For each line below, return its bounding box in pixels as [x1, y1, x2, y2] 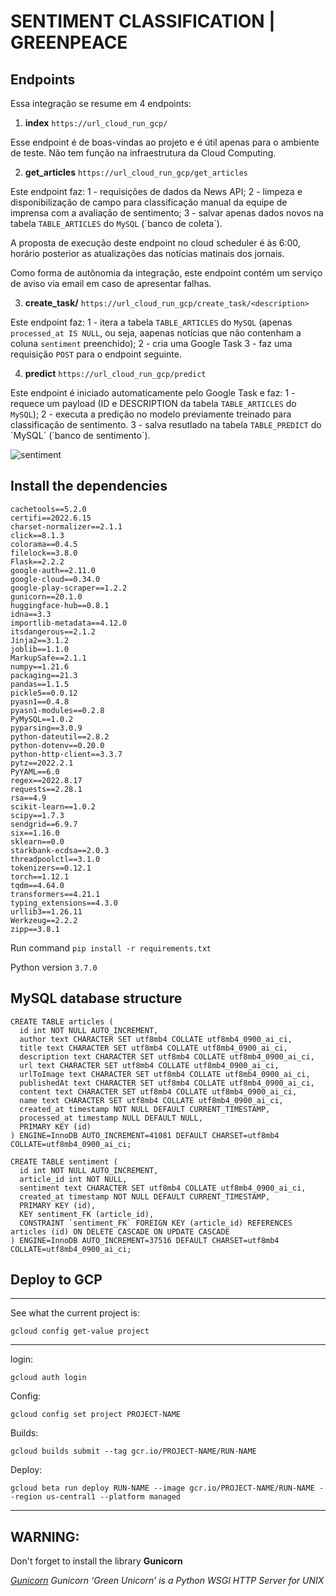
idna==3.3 [10, 609, 52, 619]
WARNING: [10, 1528, 80, 1545]
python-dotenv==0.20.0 [10, 740, 105, 750]
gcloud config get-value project [10, 1326, 150, 1337]
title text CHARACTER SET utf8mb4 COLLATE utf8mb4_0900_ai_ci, [19, 1043, 288, 1053]
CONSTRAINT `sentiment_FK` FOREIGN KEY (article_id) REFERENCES [19, 1218, 293, 1228]
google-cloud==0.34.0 [10, 574, 101, 584]
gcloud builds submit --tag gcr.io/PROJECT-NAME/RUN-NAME [10, 1446, 257, 1457]
